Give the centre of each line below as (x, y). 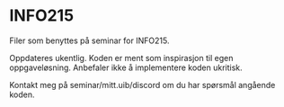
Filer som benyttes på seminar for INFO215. (89, 40)
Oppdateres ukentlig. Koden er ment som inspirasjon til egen (121, 58)
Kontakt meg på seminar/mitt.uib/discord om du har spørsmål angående (142, 85)
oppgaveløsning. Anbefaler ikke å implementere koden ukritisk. (126, 67)
